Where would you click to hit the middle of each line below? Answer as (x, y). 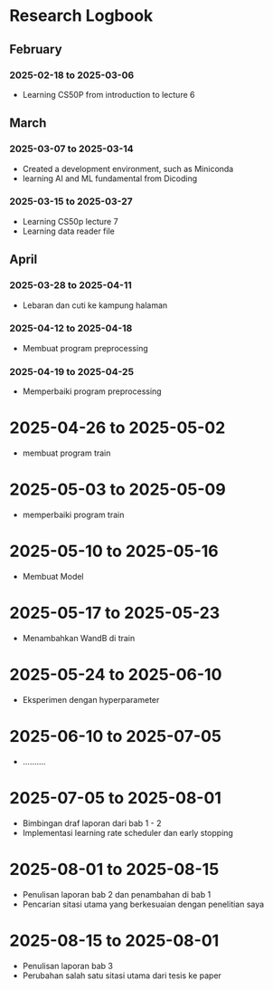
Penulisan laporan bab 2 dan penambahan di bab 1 (117, 894)
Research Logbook (81, 16)
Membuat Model (53, 576)
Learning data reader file (68, 231)
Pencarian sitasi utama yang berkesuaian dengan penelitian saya (143, 904)
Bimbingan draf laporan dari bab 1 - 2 (92, 823)
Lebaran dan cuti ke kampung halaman (95, 305)
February (36, 49)
